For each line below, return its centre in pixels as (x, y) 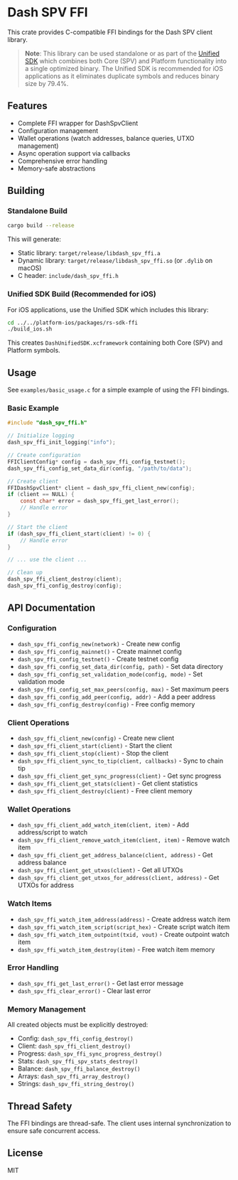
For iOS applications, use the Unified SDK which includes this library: (108, 309)
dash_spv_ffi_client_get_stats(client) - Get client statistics (108, 783)
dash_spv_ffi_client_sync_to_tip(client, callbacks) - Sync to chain (120, 761)
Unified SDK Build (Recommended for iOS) (82, 294)
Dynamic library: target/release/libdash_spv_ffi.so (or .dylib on (115, 261)
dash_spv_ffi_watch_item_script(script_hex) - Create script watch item (124, 927)
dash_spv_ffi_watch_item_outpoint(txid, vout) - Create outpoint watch (123, 934)
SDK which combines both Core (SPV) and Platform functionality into (126, 60)
